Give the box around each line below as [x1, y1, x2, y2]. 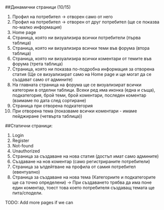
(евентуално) [12, 169, 40, 175]
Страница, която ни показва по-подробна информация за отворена [12, 66, 155, 72]
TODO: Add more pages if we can [5, 200, 74, 205]
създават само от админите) [12, 76, 73, 82]
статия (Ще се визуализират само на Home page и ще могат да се [12, 71, 152, 77]
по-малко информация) [12, 24, 62, 30]
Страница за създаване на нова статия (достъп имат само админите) [12, 153, 159, 159]
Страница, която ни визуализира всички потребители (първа [12, 35, 141, 40]
